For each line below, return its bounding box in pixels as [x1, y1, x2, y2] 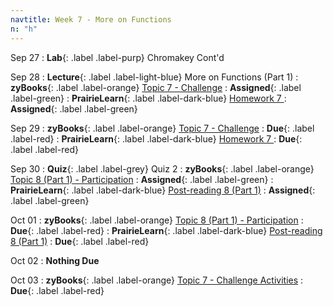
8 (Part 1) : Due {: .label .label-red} [10, 235, 150, 247]
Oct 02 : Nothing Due [10, 254, 100, 266]
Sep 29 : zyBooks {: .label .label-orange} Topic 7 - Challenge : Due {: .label [10, 122, 315, 134]
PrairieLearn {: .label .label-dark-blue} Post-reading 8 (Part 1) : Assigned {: [10, 184, 316, 196]
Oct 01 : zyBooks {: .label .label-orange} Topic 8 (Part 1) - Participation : [10, 214, 304, 226]
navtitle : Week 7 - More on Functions [10, 14, 172, 25]
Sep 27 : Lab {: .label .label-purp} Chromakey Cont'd [10, 51, 225, 63]
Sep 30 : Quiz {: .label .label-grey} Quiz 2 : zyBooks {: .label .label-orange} [10, 162, 315, 175]
